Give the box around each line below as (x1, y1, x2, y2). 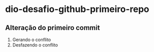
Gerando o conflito (12, 36, 51, 42)
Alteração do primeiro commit (5, 23, 100, 32)
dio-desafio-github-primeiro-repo (5, 3, 150, 15)
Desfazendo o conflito (12, 42, 58, 48)
